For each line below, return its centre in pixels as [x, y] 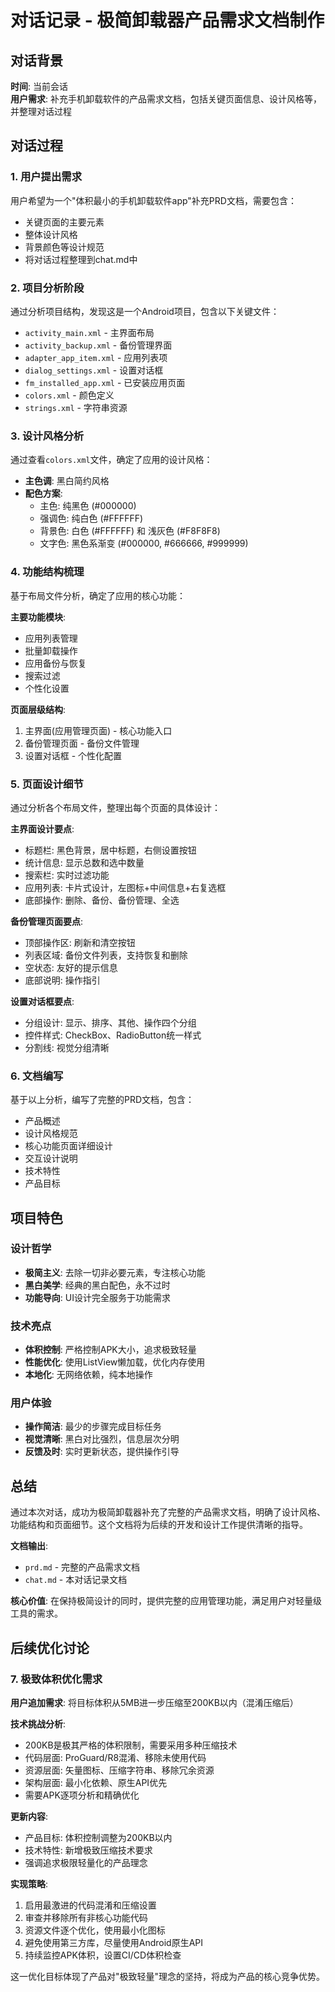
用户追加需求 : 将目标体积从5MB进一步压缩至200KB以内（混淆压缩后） [154, 1702]
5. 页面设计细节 [47, 784]
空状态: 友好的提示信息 [71, 967]
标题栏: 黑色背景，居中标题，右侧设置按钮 [110, 850]
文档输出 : [29, 1546]
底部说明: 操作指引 [62, 980]
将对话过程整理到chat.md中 [81, 259]
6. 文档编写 [37, 1076]
